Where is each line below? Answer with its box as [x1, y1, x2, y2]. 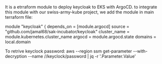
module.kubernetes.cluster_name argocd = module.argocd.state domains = [5, 34, 157, 39]
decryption [5, 53, 27, 59]
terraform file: [5, 14, 33, 20]
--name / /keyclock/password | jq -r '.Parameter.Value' [28, 53, 136, 59]
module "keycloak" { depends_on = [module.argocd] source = [5, 24, 130, 29]
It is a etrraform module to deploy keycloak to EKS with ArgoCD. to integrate [5, 4, 157, 10]
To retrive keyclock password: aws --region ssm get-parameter [5, 48, 132, 54]
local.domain [5, 39, 31, 45]
